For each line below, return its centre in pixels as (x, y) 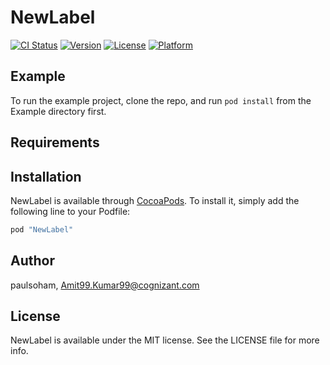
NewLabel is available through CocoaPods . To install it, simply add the (155, 200)
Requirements (55, 142)
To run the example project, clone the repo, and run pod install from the (161, 100)
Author (32, 261)
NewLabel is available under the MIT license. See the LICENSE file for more (165, 340)
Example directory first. (58, 111)
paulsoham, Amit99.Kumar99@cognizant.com (105, 285)
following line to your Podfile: (70, 211)
